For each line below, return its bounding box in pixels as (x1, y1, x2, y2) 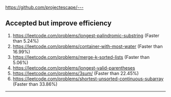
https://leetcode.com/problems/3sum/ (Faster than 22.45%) (12, 70, 139, 76)
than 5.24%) (12, 38, 39, 44)
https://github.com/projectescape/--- (5, 5, 84, 10)
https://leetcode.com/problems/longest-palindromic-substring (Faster (12, 33, 159, 39)
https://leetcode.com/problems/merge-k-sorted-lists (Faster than (12, 54, 150, 60)
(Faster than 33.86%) (12, 81, 58, 87)
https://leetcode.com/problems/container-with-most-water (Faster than (12, 43, 163, 49)
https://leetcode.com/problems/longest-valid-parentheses (12, 64, 135, 71)
